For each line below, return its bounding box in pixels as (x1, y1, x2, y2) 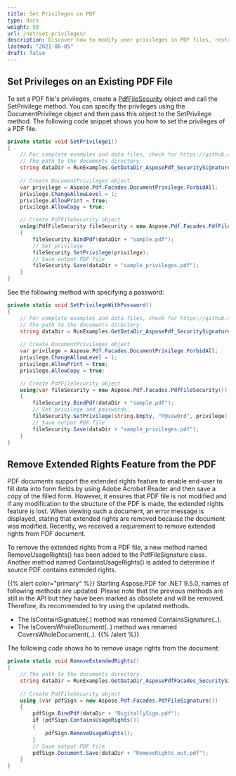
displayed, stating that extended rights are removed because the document (7, 515, 225, 523)
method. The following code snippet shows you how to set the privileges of (7, 117, 225, 125)
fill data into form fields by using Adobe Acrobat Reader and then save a (7, 484, 216, 493)
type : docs (7, 17, 39, 24)
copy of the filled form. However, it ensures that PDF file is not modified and (7, 492, 227, 500)
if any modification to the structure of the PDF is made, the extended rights (7, 500, 224, 508)
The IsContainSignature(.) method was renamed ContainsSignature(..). (17, 615, 222, 624)
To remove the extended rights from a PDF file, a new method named (7, 543, 207, 552)
